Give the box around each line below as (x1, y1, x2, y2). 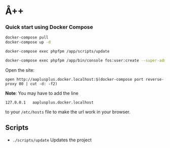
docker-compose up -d (5, 40, 51, 45)
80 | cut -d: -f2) (18, 81, 58, 86)
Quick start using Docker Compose (5, 24, 94, 31)
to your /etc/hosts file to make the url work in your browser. (5, 109, 131, 115)
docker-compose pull (5, 35, 49, 40)
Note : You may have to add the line (5, 90, 78, 96)
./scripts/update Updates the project (12, 137, 92, 143)
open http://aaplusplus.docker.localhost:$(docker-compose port (5, 77, 144, 82)
